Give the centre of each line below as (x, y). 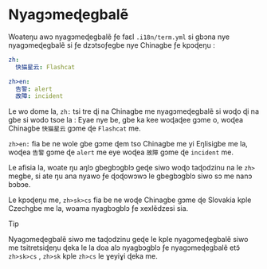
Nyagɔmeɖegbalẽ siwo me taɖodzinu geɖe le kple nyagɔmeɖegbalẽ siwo (128, 240)
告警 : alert (34, 89)
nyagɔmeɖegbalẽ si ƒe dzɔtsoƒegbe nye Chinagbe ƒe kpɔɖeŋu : (112, 45)
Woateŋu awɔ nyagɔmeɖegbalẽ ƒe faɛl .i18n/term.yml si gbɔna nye (119, 37)
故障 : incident (39, 96)
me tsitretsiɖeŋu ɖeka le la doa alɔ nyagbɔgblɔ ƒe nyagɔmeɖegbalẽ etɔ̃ (124, 248)
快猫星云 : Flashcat (45, 67)
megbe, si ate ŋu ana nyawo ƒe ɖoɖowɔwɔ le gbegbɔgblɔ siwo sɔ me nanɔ (130, 176)
